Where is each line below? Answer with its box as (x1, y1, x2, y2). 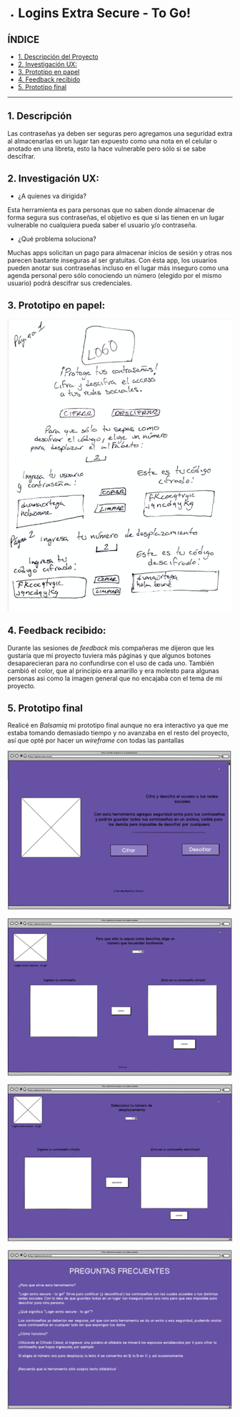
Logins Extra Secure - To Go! (17, 5, 191, 21)
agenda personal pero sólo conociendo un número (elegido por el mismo (7, 271, 222, 279)
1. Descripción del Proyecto (17, 52, 99, 61)
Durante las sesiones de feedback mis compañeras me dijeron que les (7, 643, 214, 652)
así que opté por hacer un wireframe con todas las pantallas (7, 736, 184, 745)
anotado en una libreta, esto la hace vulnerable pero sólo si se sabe (7, 144, 206, 153)
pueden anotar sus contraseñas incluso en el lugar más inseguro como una (7, 263, 229, 272)
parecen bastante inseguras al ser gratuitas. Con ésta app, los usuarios (7, 256, 218, 264)
